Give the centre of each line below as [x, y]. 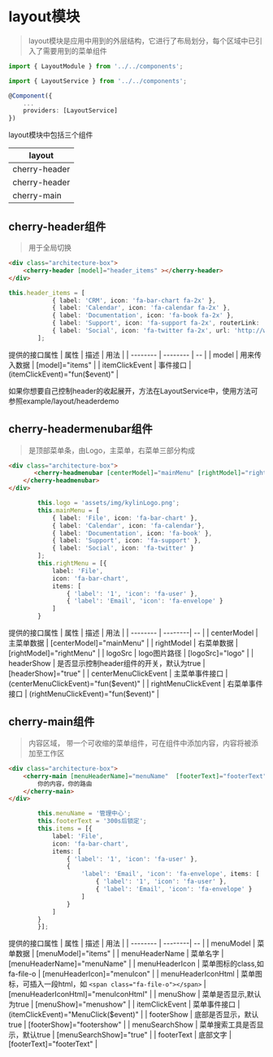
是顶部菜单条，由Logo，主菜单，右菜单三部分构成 [112, 450]
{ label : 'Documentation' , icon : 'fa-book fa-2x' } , [143, 315]
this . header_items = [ [47, 293]
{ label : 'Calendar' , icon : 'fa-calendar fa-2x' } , [141, 308]
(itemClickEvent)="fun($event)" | [64, 374]
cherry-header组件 [57, 226]
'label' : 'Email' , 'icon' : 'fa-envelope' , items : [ [170, 874]
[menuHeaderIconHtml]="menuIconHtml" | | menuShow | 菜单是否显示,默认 [135, 994]
